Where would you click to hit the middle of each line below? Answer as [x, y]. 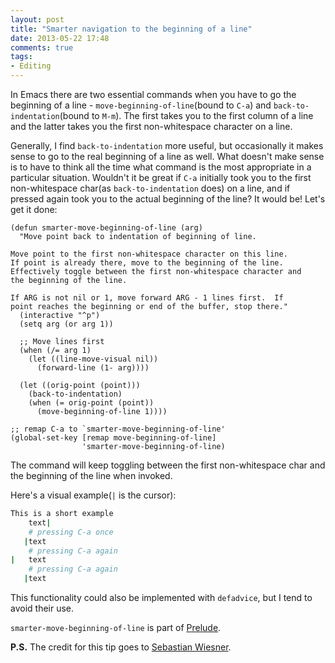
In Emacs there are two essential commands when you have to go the [153, 94]
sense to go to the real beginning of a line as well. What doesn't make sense [167, 156]
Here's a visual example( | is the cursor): [93, 495]
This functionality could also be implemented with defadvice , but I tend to [161, 597]
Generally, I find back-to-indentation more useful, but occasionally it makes [167, 145]
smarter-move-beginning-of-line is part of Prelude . [116, 627]
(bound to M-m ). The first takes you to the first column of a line [186, 115]
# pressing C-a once [71, 532]
